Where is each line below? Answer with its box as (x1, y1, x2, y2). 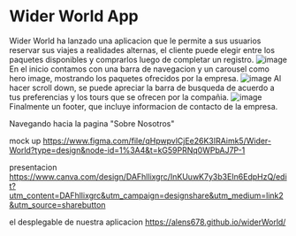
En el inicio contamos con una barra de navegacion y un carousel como (9, 64, 269, 74)
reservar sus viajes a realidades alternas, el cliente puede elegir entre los (9, 44, 276, 55)
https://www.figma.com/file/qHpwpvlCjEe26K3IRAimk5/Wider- (42, 135, 272, 146)
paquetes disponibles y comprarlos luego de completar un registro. (9, 54, 254, 65)
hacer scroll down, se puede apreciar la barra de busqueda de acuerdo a (9, 82, 276, 93)
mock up (9, 135, 42, 146)
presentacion (9, 162, 57, 172)
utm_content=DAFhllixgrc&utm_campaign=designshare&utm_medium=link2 (9, 190, 285, 201)
